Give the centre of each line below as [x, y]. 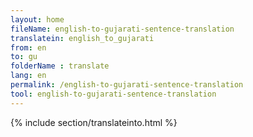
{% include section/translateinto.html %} [94, 122]
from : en [28, 47]
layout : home [37, 19]
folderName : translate [60, 66]
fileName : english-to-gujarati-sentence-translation [122, 29]
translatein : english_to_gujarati [82, 38]
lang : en [28, 76]
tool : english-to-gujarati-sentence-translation [113, 94]
